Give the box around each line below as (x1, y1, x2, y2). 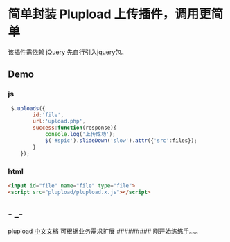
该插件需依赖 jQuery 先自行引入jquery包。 (8, 48, 127, 56)
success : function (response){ (33, 124, 117, 132)
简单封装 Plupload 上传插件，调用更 (8, 6, 212, 22)
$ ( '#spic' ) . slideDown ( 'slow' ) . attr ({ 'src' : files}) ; (44, 137, 197, 144)
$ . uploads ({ (10, 105, 46, 112)
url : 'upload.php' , (33, 118, 86, 125)
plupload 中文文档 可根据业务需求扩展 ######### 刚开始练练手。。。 (8, 227, 202, 236)
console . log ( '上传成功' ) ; (44, 131, 116, 138)
